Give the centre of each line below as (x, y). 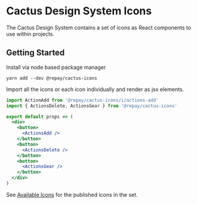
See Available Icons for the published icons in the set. (72, 194)
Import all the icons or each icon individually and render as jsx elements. (95, 89)
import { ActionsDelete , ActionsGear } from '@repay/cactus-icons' (92, 106)
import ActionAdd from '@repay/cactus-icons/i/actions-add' (83, 100)
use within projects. (30, 34)
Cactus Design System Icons (79, 11)
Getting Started (36, 53)
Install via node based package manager (56, 67)
